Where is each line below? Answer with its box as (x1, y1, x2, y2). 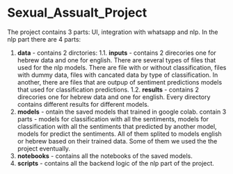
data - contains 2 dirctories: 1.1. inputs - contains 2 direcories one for (17, 49, 217, 57)
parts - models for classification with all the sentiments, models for (17, 114, 209, 123)
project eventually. (17, 144, 71, 153)
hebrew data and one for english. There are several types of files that (17, 55, 216, 64)
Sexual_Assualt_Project (7, 5, 147, 21)
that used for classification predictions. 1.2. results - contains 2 (17, 85, 200, 94)
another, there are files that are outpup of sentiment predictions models (17, 78, 223, 86)
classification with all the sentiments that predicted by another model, (17, 122, 217, 130)
